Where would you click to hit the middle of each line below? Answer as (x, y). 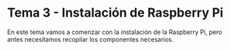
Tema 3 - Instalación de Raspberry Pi (115, 13)
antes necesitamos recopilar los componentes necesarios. (90, 39)
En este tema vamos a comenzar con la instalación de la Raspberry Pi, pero (115, 32)
